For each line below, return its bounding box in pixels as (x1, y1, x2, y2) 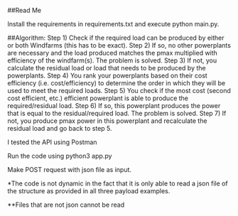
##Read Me (7, 6, 42, 14)
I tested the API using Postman (7, 138, 97, 146)
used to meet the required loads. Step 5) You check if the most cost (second (7, 87, 231, 94)
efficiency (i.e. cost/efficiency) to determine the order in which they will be (7, 79, 226, 87)
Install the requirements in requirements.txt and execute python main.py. (7, 20, 220, 28)
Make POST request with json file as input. (7, 166, 132, 173)
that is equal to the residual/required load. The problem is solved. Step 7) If (7, 109, 227, 117)
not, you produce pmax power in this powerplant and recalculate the (7, 117, 207, 125)
